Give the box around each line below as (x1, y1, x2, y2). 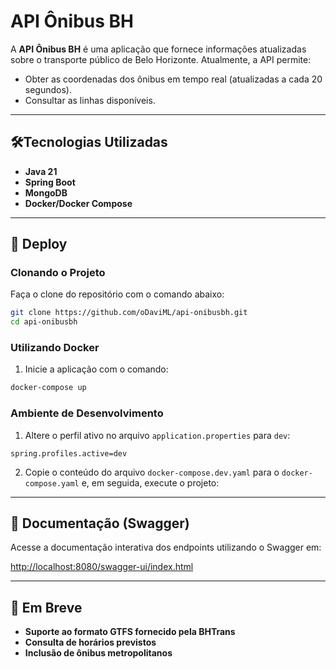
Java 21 (24, 165, 58, 177)
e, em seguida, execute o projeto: (81, 476, 220, 489)
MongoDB (24, 186, 68, 199)
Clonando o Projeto (10, 266, 106, 280)
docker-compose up (10, 383, 87, 393)
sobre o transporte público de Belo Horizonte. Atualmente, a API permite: (10, 53, 312, 65)
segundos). (24, 83, 72, 95)
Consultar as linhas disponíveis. (24, 94, 156, 106)
